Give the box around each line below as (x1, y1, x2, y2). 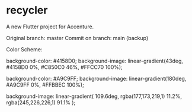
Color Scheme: (6, 45, 43, 53)
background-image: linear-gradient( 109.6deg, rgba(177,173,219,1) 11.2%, (6, 93, 183, 100)
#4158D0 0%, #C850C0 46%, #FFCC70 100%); (6, 63, 123, 71)
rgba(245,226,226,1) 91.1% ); (6, 98, 76, 106)
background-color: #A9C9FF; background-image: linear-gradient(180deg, (6, 75, 187, 82)
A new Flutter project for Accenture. (6, 23, 94, 30)
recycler (6, 4, 48, 17)
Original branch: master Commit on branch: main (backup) (6, 34, 149, 41)
